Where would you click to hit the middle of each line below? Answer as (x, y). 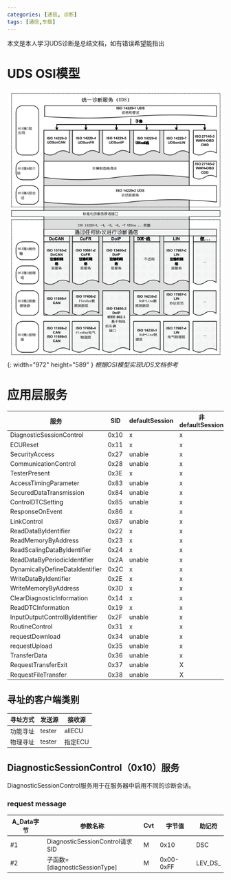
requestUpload (31, 646)
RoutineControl (31, 626)
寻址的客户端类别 (43, 700)
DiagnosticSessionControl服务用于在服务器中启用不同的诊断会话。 (101, 786)
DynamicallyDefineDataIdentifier (56, 569)
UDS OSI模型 (44, 73)
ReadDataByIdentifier (40, 531)
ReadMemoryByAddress (44, 540)
